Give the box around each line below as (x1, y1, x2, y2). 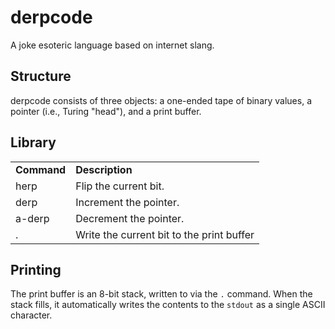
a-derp (15, 211, 50, 225)
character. (10, 309, 53, 321)
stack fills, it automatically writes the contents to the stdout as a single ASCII (10, 299, 326, 311)
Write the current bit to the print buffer (75, 227, 255, 241)
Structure (10, 68, 72, 85)
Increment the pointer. (75, 195, 180, 209)
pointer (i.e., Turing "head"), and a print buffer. (10, 105, 202, 117)
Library (10, 134, 57, 151)
